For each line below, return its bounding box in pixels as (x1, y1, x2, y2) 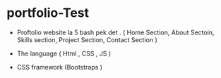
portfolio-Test (6, 5, 90, 21)
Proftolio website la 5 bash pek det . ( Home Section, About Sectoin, (16, 28, 215, 37)
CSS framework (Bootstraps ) (16, 63, 103, 71)
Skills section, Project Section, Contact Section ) (16, 35, 158, 44)
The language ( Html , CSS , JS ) (16, 49, 112, 58)
